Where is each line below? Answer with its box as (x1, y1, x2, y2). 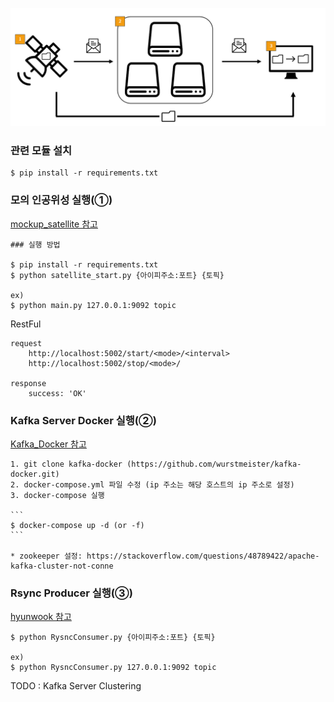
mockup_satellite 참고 (10, 218, 98, 230)
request (10, 338, 43, 348)
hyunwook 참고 (10, 611, 72, 623)
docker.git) (10, 469, 60, 479)
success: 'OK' (28, 388, 87, 398)
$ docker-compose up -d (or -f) (10, 520, 145, 530)
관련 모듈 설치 (10, 143, 73, 157)
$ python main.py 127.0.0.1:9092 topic (10, 300, 177, 310)
